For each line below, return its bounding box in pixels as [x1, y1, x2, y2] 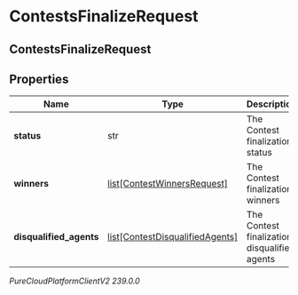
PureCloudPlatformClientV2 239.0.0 [9, 275, 140, 286]
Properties [9, 71, 69, 86]
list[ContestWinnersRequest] [107, 178, 228, 190]
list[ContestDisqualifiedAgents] [107, 231, 239, 243]
